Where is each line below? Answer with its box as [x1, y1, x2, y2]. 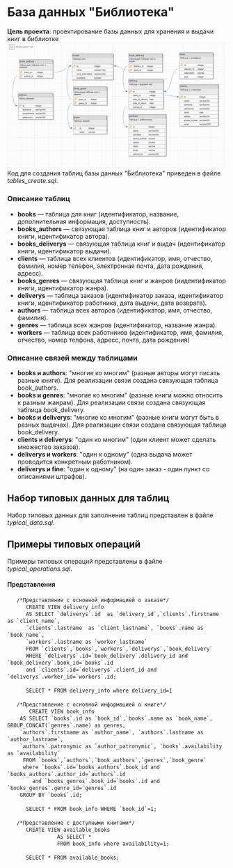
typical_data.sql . [7, 518, 55, 526]
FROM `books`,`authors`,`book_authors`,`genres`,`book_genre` [22, 757, 207, 764]
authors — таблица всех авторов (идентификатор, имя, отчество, [17, 306, 213, 314]
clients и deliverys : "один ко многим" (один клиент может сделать [17, 435, 216, 443]
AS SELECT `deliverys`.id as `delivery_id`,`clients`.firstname [25, 610, 219, 617]
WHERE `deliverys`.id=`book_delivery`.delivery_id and [25, 652, 188, 659]
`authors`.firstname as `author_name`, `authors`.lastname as [19, 729, 204, 736]
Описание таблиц [7, 194, 71, 204]
